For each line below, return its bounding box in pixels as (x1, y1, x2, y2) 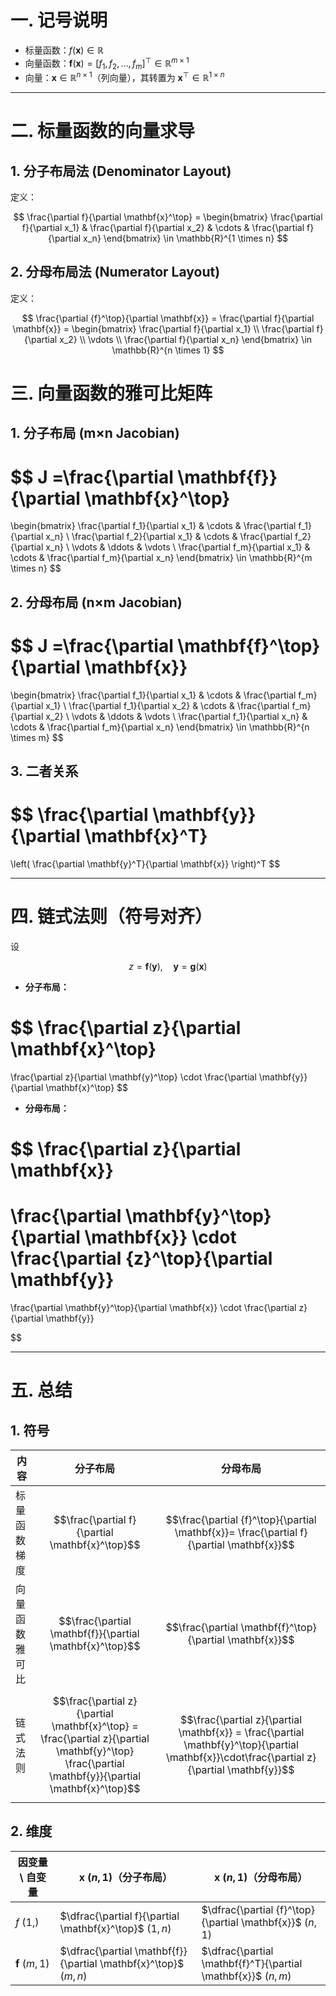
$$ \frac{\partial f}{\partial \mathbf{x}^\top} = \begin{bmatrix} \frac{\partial (13, 211, 323, 223)
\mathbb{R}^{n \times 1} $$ (111, 344, 225, 356)
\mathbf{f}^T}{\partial (201, 1956, 303, 1970)
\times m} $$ (10, 731, 64, 743)
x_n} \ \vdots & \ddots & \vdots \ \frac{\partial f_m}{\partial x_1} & (45, 541, 311, 553)
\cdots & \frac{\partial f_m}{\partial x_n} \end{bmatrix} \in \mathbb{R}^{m (10, 552, 313, 564)
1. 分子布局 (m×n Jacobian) (10, 425, 180, 442)
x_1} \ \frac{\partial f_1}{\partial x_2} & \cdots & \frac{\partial (45, 699, 290, 711)
